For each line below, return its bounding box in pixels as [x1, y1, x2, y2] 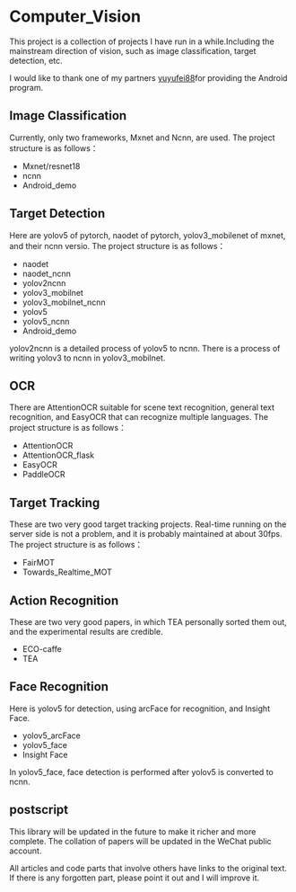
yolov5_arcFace [22, 730, 81, 741]
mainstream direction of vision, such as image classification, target [9, 45, 257, 56]
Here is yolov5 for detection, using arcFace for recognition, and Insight [9, 703, 271, 714]
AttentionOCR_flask [22, 450, 95, 460]
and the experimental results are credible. [9, 627, 163, 637]
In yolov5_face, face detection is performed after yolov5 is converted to [9, 766, 274, 777]
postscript [9, 802, 69, 817]
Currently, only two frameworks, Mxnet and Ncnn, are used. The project [9, 132, 275, 143]
